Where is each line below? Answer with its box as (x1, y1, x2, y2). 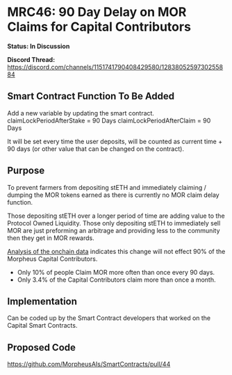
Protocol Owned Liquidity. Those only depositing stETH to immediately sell (7, 218, 221, 227)
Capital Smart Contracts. (7, 321, 78, 330)
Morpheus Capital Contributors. (7, 255, 98, 263)
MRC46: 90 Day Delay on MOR (7, 4, 187, 20)
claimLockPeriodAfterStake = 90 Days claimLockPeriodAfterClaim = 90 (7, 116, 211, 125)
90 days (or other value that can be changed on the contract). (7, 144, 184, 153)
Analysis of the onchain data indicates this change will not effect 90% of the (7, 247, 226, 255)
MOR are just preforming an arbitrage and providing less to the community (7, 226, 220, 234)
